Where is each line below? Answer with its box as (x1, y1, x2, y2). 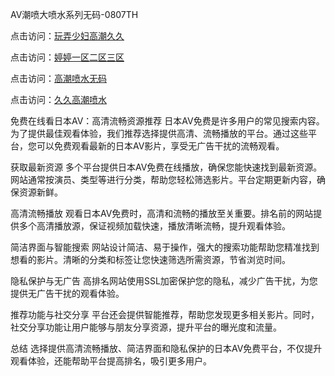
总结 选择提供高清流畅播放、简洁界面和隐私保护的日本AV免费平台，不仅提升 (10, 343, 323, 354)
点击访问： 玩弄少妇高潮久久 (10, 30, 125, 42)
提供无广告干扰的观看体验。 (10, 288, 125, 299)
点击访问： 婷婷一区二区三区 (10, 51, 125, 63)
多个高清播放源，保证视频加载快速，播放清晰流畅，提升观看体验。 (18, 220, 291, 232)
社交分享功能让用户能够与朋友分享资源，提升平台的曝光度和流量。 (10, 321, 282, 333)
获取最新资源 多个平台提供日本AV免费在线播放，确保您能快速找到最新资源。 (10, 161, 323, 173)
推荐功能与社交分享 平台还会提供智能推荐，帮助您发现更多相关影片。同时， (10, 309, 320, 320)
